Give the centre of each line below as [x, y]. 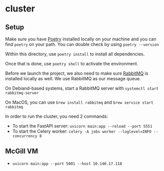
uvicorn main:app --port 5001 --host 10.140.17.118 [67, 164]
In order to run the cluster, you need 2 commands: [57, 116]
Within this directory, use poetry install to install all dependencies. [75, 54]
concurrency [25, 136]
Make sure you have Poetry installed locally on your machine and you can [81, 39]
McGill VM [22, 151]
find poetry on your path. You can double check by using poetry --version [82, 44]
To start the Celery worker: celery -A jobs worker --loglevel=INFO [82, 131]
